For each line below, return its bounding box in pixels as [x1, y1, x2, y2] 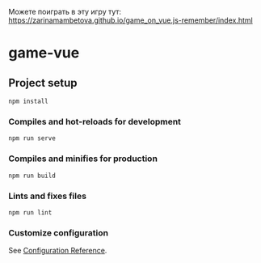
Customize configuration [8, 227, 109, 238]
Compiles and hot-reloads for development [8, 116, 182, 127]
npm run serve [8, 134, 57, 142]
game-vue [8, 44, 80, 62]
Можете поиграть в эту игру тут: [8, 7, 122, 16]
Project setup [8, 76, 78, 90]
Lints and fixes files [8, 190, 87, 201]
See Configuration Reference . [8, 246, 107, 256]
